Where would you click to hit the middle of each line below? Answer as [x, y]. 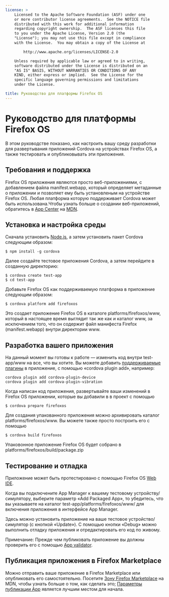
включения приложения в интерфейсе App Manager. [62, 509]
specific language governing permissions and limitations [76, 80]
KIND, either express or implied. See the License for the [79, 75]
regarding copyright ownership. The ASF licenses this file [80, 29]
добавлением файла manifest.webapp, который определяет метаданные [83, 187]
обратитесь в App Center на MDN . [42, 209]
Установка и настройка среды [55, 225]
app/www [16, 363]
